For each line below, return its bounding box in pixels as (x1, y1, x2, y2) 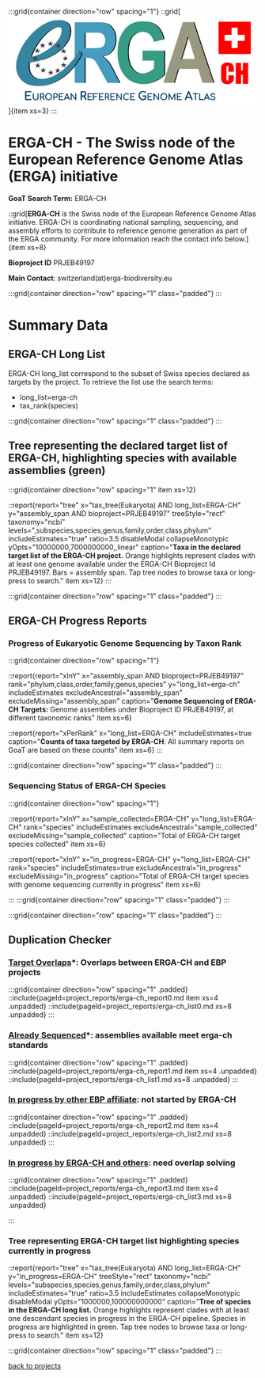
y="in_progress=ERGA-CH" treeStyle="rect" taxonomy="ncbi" (8, 1272, 211, 1281)
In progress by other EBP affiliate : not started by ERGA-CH (8, 1094, 237, 1105)
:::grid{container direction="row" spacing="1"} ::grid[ (8, 7, 180, 16)
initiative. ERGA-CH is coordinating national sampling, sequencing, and (8, 217, 239, 226)
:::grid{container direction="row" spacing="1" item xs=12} (8, 484, 196, 494)
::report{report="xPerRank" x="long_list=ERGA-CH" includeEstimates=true (8, 728, 252, 738)
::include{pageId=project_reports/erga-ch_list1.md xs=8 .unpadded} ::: (8, 1074, 239, 1084)
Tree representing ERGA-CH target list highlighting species (8, 1236, 240, 1247)
